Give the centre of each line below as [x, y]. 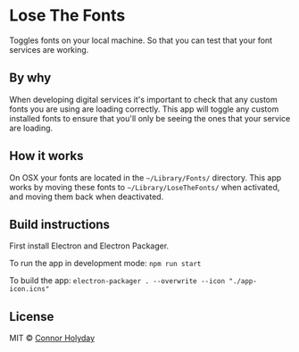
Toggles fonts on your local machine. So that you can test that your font [141, 40]
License [32, 317]
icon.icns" [29, 289]
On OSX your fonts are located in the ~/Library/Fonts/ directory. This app [145, 177]
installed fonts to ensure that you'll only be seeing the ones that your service [150, 118]
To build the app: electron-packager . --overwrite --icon [117, 281]
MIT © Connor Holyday [52, 338]
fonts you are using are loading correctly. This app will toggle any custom [144, 109]
